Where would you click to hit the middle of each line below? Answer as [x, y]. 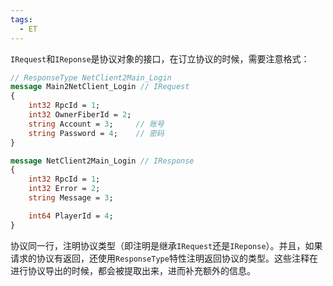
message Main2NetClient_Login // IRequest [100, 87]
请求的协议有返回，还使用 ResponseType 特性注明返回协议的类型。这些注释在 [164, 258]
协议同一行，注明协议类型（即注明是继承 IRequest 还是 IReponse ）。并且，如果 [166, 245]
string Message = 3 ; [71, 198]
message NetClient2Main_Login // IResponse [102, 161]
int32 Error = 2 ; [64, 189]
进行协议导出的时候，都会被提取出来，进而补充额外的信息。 [133, 270]
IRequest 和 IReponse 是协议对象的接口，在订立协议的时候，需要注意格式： [160, 58]
